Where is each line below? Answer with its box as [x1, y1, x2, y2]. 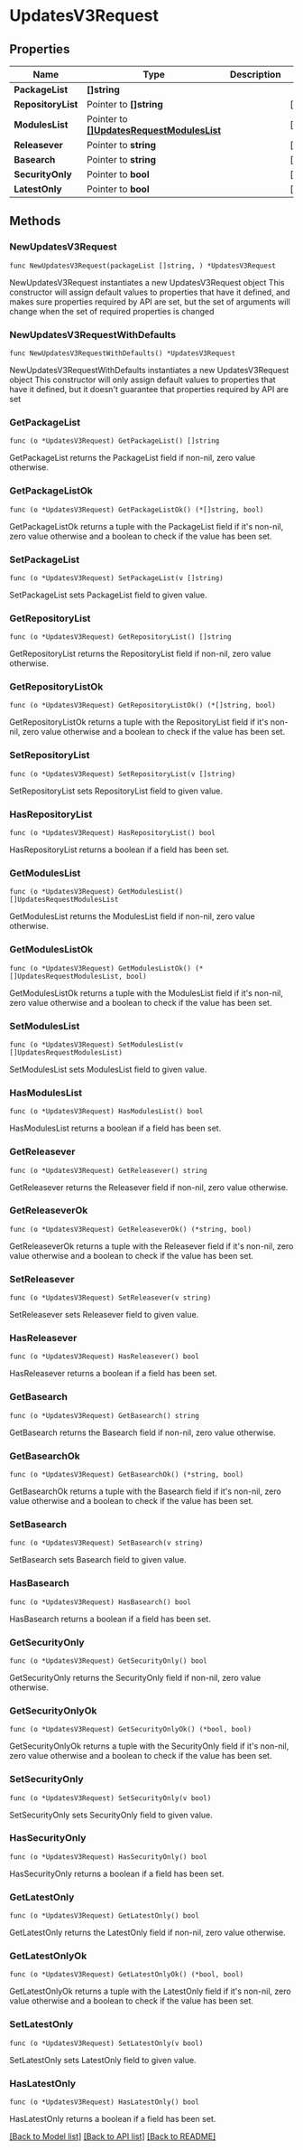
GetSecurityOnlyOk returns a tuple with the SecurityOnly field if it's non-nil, [9, 1741, 289, 1751]
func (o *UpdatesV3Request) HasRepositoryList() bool [9, 829, 216, 838]
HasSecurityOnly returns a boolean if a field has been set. [9, 1868, 225, 1879]
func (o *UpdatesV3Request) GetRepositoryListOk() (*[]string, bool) [9, 701, 277, 710]
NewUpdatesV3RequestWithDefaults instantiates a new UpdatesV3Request [9, 364, 289, 375]
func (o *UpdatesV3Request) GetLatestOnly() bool [9, 1911, 200, 1920]
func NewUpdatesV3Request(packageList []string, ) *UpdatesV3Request [9, 261, 277, 270]
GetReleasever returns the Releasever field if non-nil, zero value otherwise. [9, 1181, 289, 1193]
